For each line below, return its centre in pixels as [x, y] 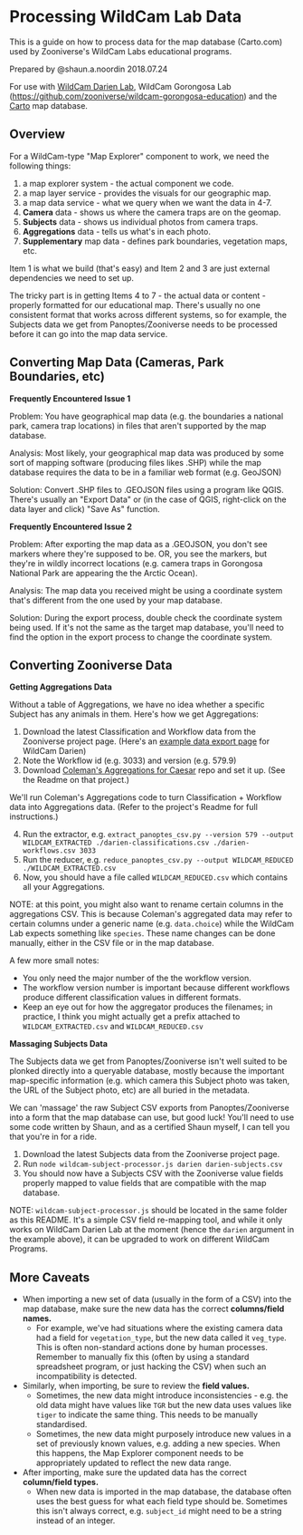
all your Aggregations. [64, 887]
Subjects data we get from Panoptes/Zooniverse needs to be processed [143, 324]
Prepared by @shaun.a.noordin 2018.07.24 [89, 69]
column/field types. [61, 1482]
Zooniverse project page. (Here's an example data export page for [146, 741]
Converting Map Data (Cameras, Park [117, 363]
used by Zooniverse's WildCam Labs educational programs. [121, 51]
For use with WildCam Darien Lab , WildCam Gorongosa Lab [121, 86]
